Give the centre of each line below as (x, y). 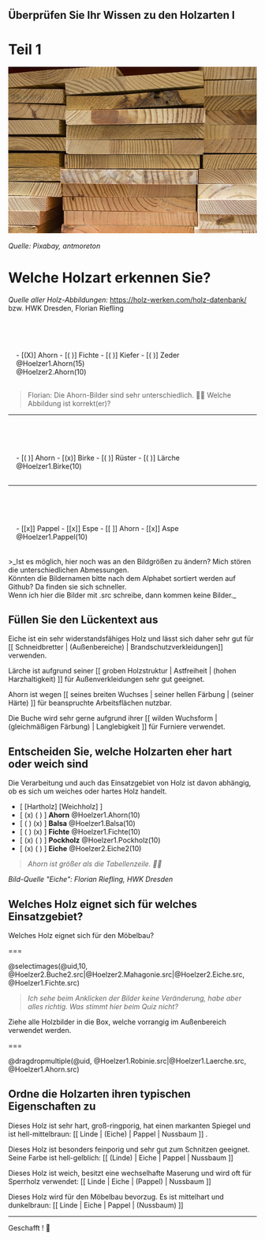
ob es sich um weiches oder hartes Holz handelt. (88, 791)
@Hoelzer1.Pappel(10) (52, 537)
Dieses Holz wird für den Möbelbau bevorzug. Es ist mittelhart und (116, 1197)
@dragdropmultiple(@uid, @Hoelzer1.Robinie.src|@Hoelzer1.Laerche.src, (127, 1061)
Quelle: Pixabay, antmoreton (54, 246)
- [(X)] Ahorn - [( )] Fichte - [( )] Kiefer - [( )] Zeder (98, 355)
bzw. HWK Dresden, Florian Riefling (66, 308)
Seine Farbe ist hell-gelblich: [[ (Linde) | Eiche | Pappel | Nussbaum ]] (121, 1157)
